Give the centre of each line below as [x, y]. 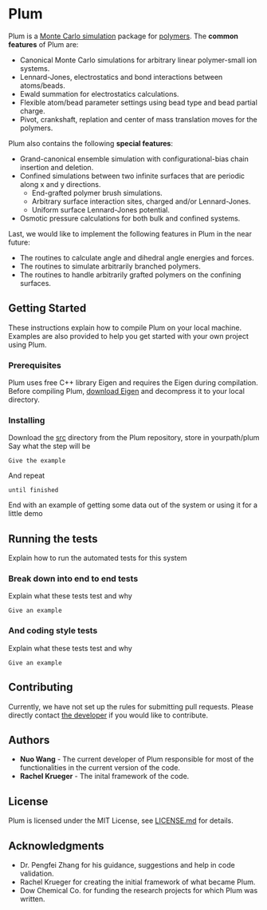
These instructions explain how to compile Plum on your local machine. [125, 328]
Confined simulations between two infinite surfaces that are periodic [132, 176]
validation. [37, 873]
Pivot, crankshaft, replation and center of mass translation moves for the [138, 119]
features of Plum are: [43, 44]
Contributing [41, 687]
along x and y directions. [60, 184]
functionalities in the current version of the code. [100, 768]
